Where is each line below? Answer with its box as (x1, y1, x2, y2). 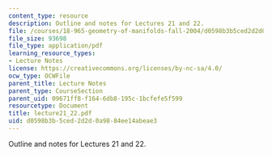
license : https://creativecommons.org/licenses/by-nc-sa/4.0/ (8, 65, 223, 73)
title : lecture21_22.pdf (8, 110, 92, 118)
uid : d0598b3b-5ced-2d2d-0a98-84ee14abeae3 (8, 117, 158, 125)
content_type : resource (8, 11, 89, 20)
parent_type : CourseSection (8, 86, 104, 95)
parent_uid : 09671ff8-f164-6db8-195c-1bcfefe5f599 (8, 94, 183, 103)
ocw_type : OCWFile (8, 72, 70, 80)
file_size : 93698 (8, 34, 67, 43)
